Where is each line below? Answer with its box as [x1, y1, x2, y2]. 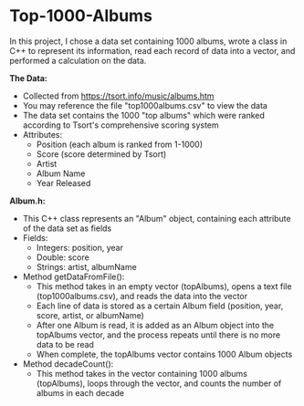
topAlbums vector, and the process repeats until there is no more [36, 329, 281, 340]
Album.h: [9, 195, 46, 206]
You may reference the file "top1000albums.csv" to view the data [22, 99, 267, 110]
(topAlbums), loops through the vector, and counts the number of [36, 378, 282, 389]
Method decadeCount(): [22, 358, 114, 370]
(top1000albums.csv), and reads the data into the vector [36, 290, 248, 301]
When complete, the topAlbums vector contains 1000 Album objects [36, 349, 293, 359]
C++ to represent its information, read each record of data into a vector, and [9, 45, 296, 56]
